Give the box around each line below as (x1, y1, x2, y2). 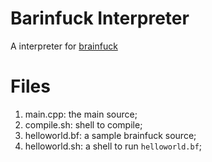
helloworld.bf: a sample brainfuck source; (24, 129, 197, 141)
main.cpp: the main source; (24, 108, 138, 120)
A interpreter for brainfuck (10, 40, 118, 52)
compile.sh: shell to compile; (24, 118, 143, 131)
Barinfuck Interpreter (10, 7, 190, 30)
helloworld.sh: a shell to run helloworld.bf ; (24, 140, 203, 152)
